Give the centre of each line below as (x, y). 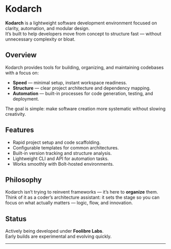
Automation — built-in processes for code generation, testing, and (83, 93)
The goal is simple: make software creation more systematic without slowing (85, 108)
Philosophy (24, 180)
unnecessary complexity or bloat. (40, 39)
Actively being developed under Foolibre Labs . (54, 231)
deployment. (26, 99)
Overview (21, 55)
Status (16, 219)
